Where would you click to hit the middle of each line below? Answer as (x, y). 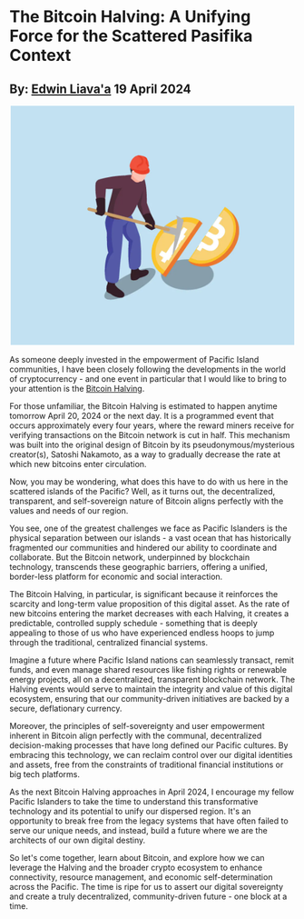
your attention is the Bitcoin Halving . (77, 388)
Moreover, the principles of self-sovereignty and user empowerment (137, 725)
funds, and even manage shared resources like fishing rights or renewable (148, 669)
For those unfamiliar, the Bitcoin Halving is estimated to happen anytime (144, 405)
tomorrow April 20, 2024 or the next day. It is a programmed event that (142, 415)
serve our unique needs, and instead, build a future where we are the (138, 830)
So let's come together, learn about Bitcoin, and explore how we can (137, 857)
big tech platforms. (44, 774)
